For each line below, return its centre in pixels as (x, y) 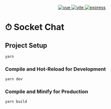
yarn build (16, 102)
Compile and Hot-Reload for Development (55, 69)
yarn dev (14, 79)
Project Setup (26, 45)
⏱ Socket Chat (35, 27)
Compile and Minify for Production (47, 91)
